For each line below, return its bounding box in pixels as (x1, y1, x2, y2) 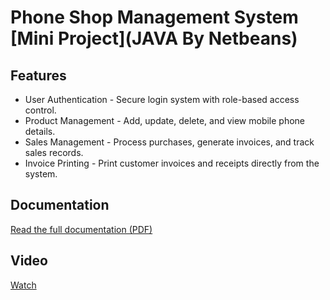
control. (24, 104, 57, 116)
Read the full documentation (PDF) (10, 223, 153, 235)
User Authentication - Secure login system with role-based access (24, 94, 300, 105)
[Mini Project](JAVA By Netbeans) (10, 27, 298, 50)
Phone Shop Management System (10, 6, 299, 29)
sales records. (24, 147, 84, 158)
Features (10, 67, 67, 84)
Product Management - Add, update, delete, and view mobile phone (24, 115, 306, 126)
